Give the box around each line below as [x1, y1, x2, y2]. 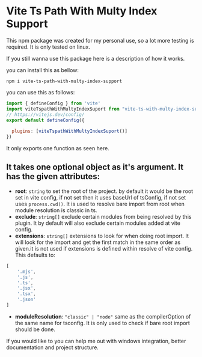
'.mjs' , [17, 269, 36, 275]
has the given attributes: [6, 171, 100, 182]
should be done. [14, 326, 56, 333]
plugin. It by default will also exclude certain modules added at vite [14, 219, 180, 227]
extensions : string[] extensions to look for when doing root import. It [14, 232, 189, 239]
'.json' [17, 296, 36, 303]
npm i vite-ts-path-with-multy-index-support [6, 78, 122, 84]
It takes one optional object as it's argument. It [6, 162, 184, 172]
